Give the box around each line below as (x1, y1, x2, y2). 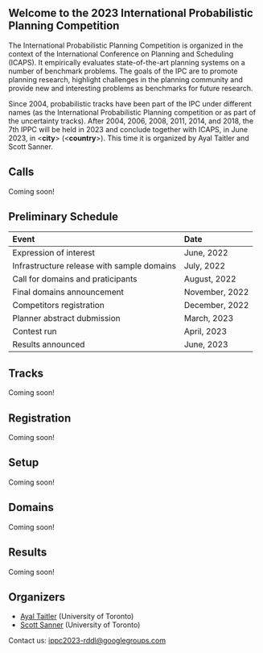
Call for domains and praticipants (12, 273, 138, 285)
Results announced (12, 339, 85, 350)
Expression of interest (12, 247, 95, 259)
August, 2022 (183, 273, 236, 285)
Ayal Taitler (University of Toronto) (19, 612, 134, 622)
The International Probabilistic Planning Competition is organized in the (8, 40, 244, 50)
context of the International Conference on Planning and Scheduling (8, 48, 234, 59)
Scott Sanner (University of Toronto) (19, 620, 141, 630)
